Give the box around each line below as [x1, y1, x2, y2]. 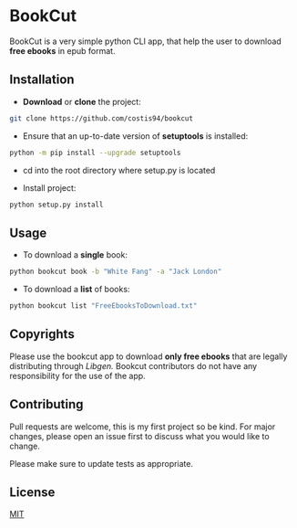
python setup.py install [9, 200, 104, 209]
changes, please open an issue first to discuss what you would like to [9, 430, 271, 441]
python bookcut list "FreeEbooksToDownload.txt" [9, 301, 198, 311]
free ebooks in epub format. [9, 45, 116, 56]
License [9, 484, 56, 500]
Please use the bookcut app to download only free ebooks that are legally [9, 351, 288, 362]
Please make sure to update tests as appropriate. [9, 458, 194, 469]
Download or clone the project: [22, 96, 141, 107]
